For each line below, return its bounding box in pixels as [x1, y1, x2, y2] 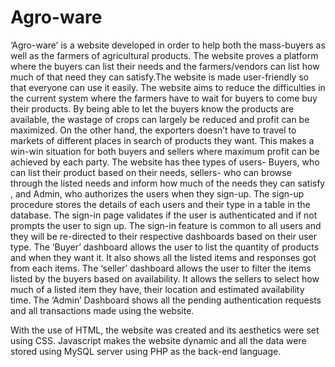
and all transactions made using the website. [10, 304, 195, 316]
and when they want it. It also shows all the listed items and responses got [10, 251, 317, 263]
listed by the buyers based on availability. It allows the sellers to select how [10, 272, 320, 285]
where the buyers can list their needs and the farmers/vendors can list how [10, 60, 320, 72]
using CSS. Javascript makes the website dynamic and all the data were [10, 334, 307, 346]
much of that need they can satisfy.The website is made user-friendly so [10, 71, 310, 83]
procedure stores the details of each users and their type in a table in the [10, 198, 311, 210]
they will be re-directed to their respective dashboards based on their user [10, 230, 318, 242]
